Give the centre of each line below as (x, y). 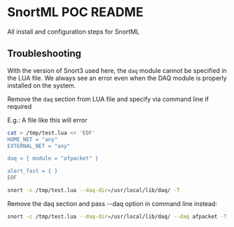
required (20, 106)
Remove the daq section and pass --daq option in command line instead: (112, 203)
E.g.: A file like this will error (47, 120)
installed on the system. (42, 85)
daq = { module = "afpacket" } (53, 158)
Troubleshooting (44, 54)
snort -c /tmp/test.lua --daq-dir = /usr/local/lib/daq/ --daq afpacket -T (117, 216)
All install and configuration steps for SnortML (74, 32)
